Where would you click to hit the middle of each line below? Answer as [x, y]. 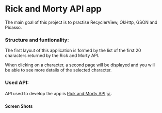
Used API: [17, 83]
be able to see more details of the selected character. [58, 70]
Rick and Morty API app [53, 9]
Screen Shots [19, 106]
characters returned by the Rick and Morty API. [52, 56]
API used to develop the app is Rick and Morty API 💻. [59, 93]
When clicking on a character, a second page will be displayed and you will [80, 65]
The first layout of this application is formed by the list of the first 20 [73, 50]
